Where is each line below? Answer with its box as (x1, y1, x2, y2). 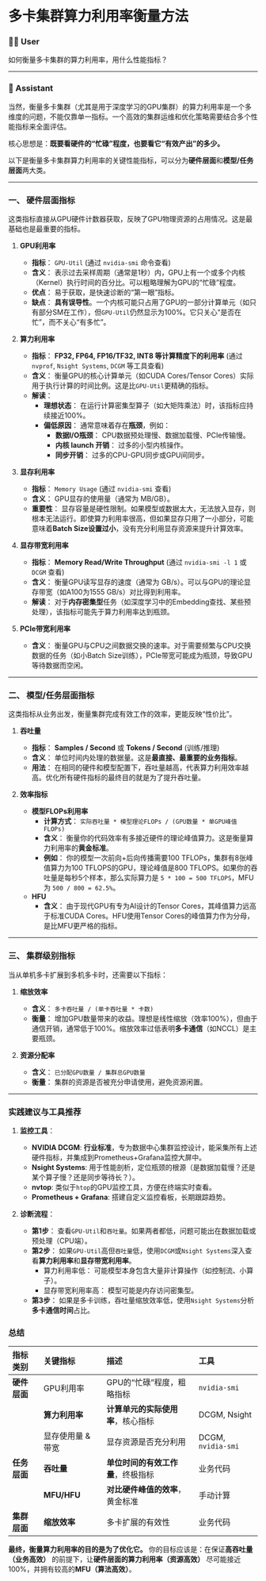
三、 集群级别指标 (8, 950, 75, 961)
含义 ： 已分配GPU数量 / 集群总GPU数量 (31, 1067, 146, 1076)
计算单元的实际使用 (106, 1404, 178, 1415)
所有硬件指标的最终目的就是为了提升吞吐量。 (59, 773, 206, 783)
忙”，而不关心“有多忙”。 (31, 317, 111, 327)
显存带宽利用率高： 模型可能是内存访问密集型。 (43, 1285, 199, 1294)
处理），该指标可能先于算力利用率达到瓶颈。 (31, 607, 174, 617)
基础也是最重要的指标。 (8, 224, 85, 234)
